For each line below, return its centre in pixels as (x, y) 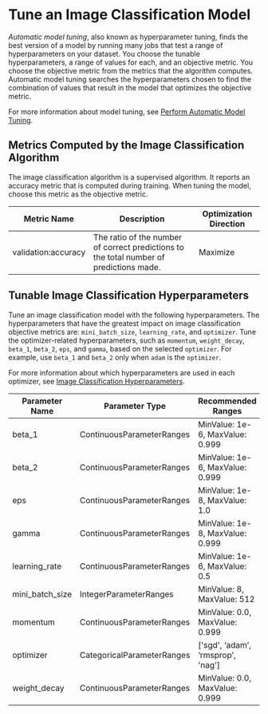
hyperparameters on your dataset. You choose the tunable (104, 54)
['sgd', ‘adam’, (225, 645)
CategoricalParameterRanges (135, 655)
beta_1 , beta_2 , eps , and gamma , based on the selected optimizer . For (120, 348)
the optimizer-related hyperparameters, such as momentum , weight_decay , (126, 340)
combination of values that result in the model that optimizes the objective (130, 87)
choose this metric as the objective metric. (79, 194)
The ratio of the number (138, 237)
